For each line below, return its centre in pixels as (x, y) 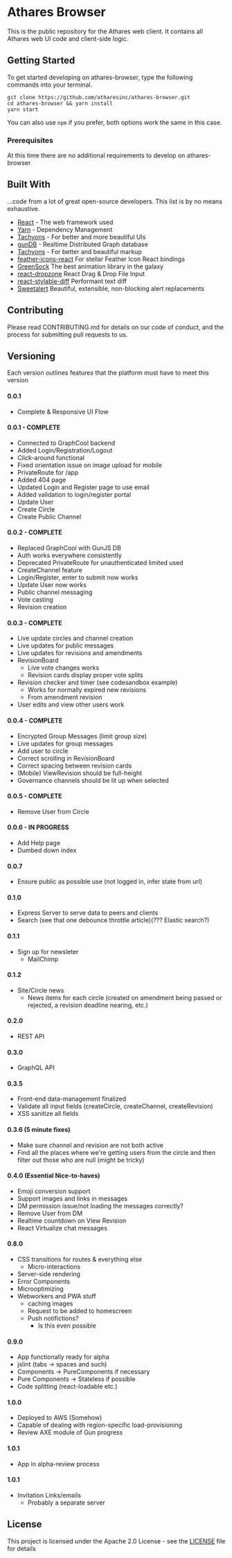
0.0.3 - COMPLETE (35, 623)
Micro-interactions (54, 1267)
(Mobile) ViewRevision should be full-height (80, 773)
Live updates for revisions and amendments (80, 653)
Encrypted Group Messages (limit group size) (82, 736)
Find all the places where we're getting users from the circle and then (116, 1152)
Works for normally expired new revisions (87, 690)
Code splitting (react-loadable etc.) (67, 1387)
